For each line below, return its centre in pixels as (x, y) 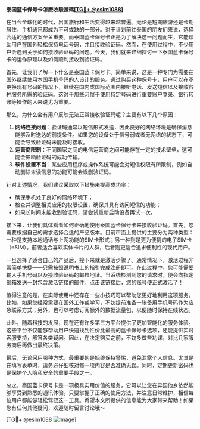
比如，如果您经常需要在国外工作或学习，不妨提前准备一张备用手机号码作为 (97, 303)
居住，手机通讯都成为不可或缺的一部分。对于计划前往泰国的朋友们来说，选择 (100, 30)
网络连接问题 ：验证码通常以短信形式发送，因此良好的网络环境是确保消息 (103, 127)
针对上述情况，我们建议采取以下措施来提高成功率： (69, 185)
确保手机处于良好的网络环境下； (54, 197)
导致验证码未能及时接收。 (57, 142)
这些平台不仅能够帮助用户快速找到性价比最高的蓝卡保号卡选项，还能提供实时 (100, 330)
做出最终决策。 (45, 345)
